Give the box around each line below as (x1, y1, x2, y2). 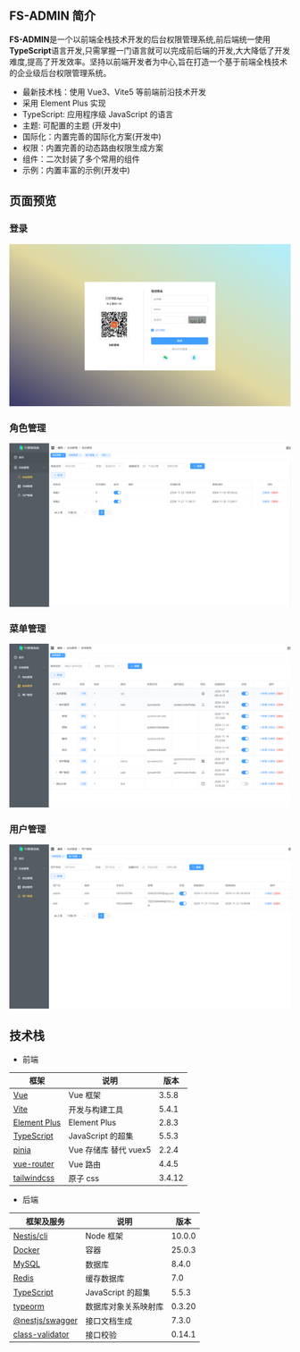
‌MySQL (12, 1259, 41, 1270)
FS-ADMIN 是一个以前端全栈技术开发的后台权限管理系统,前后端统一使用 (9, 34, 271, 45)
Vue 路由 (68, 1159, 101, 1170)
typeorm (12, 1300, 45, 1312)
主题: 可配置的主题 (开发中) (21, 120, 121, 131)
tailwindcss (12, 1172, 55, 1183)
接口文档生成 (85, 1315, 133, 1326)
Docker (12, 1244, 40, 1255)
